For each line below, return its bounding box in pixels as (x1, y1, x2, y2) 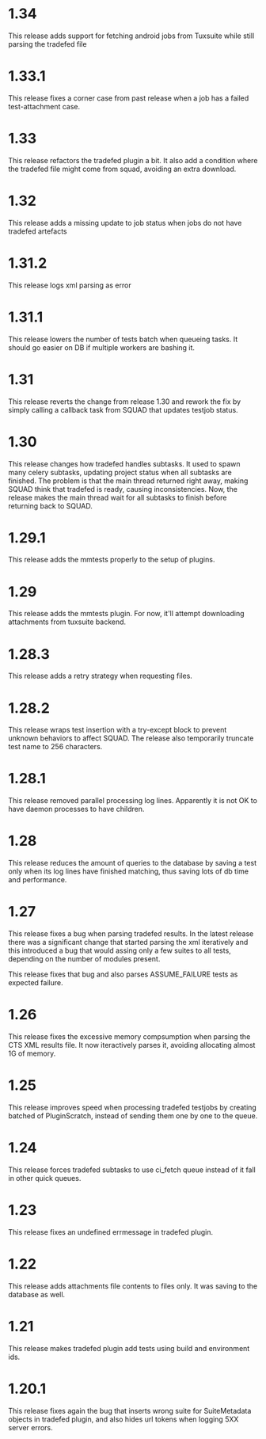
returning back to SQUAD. (8, 501, 93, 511)
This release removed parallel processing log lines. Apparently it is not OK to (8, 796, 257, 805)
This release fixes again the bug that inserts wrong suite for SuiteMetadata (8, 1406, 252, 1415)
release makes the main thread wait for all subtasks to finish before (8, 493, 227, 502)
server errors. (8, 1422, 53, 1432)
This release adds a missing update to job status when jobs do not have (8, 218, 242, 227)
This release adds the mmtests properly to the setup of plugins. (8, 555, 215, 565)
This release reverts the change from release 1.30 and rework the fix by (8, 397, 241, 406)
